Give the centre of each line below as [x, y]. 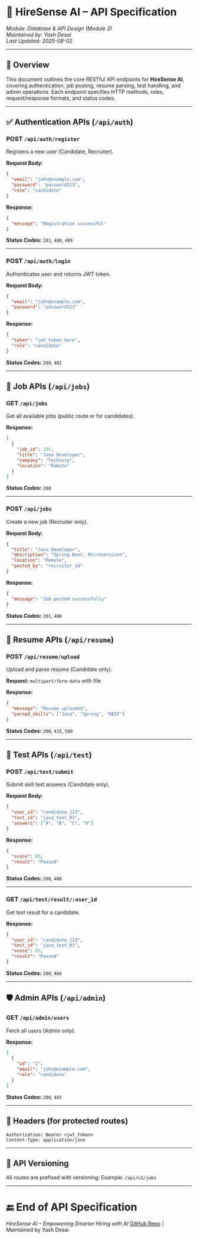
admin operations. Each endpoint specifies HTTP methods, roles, [85, 91]
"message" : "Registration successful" [59, 224]
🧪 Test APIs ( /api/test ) [49, 755]
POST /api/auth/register [43, 139]
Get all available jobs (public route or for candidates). [70, 416]
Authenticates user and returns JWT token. [58, 274]
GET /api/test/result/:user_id [52, 899]
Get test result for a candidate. [43, 912]
